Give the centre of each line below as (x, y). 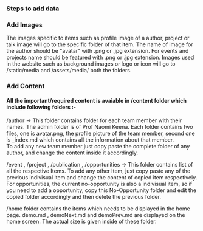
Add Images (24, 24)
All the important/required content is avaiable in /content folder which (97, 100)
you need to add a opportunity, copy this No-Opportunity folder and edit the (101, 190)
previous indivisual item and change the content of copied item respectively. (102, 178)
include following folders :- (41, 107)
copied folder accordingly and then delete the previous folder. (84, 197)
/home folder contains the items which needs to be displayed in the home (98, 209)
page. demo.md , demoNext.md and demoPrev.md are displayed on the (96, 215)
